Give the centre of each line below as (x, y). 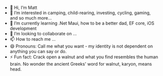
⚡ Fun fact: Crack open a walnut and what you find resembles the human (84, 57)
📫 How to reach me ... (33, 39)
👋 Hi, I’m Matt (23, 8)
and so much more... (31, 18)
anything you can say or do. (38, 51)
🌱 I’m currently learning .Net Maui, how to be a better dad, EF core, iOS (82, 23)
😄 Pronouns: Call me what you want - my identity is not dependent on (81, 46)
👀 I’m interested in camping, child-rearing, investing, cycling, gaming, (80, 13)
